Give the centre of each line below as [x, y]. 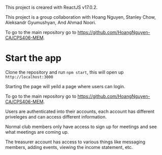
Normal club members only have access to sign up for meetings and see [81, 127]
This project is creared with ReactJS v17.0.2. [52, 7]
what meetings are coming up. [37, 132]
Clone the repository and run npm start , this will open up [64, 72]
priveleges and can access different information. [56, 117]
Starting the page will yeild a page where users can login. [65, 86]
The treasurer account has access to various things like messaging [75, 142]
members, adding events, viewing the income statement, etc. [69, 147]
